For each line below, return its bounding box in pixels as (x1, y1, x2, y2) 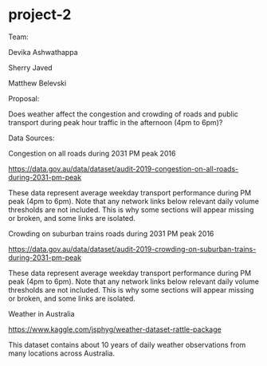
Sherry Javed (8, 62, 53, 73)
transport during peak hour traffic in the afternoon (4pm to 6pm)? (8, 117, 223, 127)
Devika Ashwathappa (8, 47, 78, 57)
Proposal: (8, 93, 40, 103)
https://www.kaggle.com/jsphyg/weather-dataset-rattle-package (8, 325, 222, 334)
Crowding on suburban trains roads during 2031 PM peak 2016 (8, 229, 214, 238)
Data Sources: (8, 133, 55, 143)
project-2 (8, 6, 72, 24)
